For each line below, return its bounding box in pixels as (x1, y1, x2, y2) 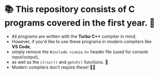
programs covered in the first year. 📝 (4, 17, 155, 29)
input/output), (11, 54, 39, 60)
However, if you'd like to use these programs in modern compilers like (11, 38, 152, 44)
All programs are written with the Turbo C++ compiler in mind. (11, 33, 137, 39)
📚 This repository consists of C (4, 4, 135, 15)
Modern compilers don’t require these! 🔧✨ (11, 64, 96, 70)
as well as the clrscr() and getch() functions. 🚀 (11, 59, 108, 65)
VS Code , (11, 44, 31, 49)
